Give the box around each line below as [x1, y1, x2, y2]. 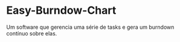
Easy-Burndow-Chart [6, 4, 117, 17]
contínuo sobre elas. [6, 29, 57, 37]
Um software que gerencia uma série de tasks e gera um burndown [6, 23, 175, 31]
